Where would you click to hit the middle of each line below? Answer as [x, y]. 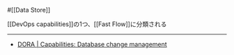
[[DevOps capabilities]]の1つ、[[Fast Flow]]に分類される [87, 24]
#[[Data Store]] [29, 10]
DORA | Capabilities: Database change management [92, 44]
